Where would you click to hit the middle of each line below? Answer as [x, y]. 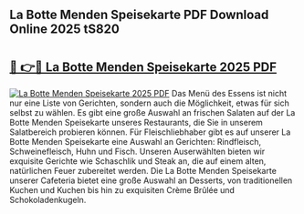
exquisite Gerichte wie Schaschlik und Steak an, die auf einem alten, [138, 161]
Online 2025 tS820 [65, 30]
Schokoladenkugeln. [48, 200]
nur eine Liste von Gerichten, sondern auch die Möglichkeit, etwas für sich [150, 103]
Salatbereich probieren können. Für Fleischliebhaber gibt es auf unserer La [150, 132]
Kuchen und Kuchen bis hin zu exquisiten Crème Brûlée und [122, 190]
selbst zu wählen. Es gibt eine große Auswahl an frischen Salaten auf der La [152, 112]
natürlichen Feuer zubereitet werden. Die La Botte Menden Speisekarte [143, 171]
